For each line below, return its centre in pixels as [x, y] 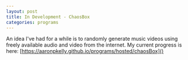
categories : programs [32, 22]
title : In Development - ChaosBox [48, 17]
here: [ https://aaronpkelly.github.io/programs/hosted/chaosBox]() [85, 51]
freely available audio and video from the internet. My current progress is [94, 45]
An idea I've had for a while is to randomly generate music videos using [92, 39]
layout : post [22, 11]
